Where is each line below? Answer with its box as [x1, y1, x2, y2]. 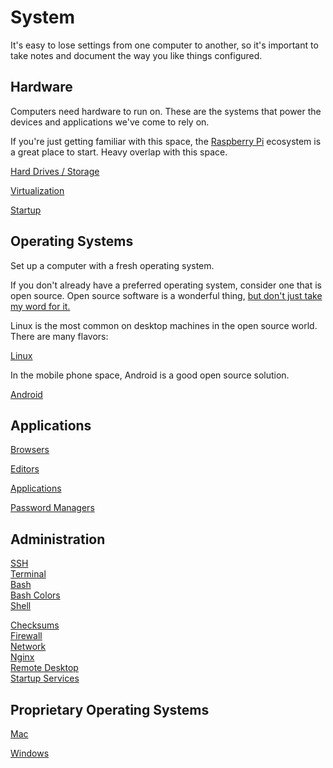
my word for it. [10, 300, 71, 312]
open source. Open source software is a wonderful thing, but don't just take [10, 289, 323, 301]
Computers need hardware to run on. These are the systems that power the [10, 105, 322, 117]
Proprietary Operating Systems [10, 701, 210, 718]
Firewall [10, 630, 43, 642]
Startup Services [10, 672, 80, 685]
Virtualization [10, 184, 65, 196]
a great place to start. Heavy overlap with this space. [10, 146, 228, 158]
